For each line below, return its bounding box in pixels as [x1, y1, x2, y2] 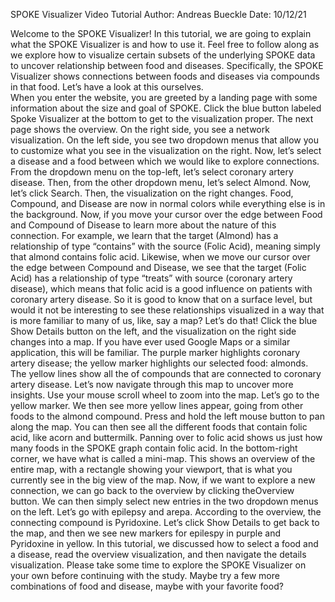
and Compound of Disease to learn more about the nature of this [10, 219, 277, 231]
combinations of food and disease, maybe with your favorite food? [10, 580, 284, 592]
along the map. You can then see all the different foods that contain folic [10, 421, 308, 433]
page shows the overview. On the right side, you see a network [10, 124, 270, 135]
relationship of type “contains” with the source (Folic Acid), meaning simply [10, 240, 321, 252]
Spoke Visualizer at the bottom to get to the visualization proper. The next [10, 113, 314, 124]
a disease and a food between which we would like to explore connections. [10, 155, 320, 167]
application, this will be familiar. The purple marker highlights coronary [10, 347, 301, 358]
